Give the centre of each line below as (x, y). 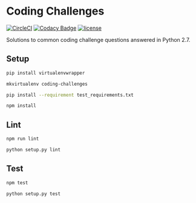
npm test (17, 183)
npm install (21, 106)
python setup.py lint (34, 150)
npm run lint (23, 139)
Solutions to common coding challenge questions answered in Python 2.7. (98, 40)
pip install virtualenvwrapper (46, 73)
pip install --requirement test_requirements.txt (70, 95)
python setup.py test (34, 194)
